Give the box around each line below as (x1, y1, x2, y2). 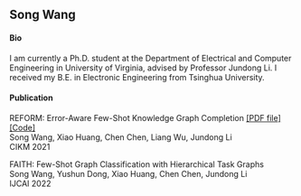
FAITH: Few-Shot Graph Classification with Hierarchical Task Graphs (9, 158, 265, 170)
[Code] (9, 122, 36, 133)
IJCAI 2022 (9, 178, 52, 189)
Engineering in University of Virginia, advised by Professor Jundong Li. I (9, 62, 277, 73)
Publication (9, 92, 53, 103)
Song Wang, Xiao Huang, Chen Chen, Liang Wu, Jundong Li (9, 131, 232, 143)
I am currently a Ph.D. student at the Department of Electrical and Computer (9, 52, 292, 63)
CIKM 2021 (9, 141, 51, 152)
